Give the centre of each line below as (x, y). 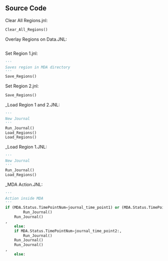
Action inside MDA (24, 198)
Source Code (26, 8)
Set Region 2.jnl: (22, 86)
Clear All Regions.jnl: (26, 20)
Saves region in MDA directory (38, 67)
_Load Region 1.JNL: (26, 147)
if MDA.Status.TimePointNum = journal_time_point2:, (68, 231)
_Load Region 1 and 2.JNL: (32, 105)
